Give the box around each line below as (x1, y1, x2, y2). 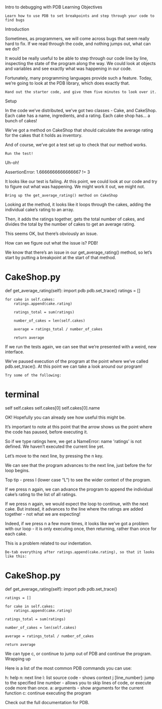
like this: (5, 554, 27, 559)
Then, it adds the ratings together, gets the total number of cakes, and (5, 216, 145, 222)
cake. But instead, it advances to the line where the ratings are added (5, 506, 144, 511)
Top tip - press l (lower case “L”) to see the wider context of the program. (5, 477, 151, 482)
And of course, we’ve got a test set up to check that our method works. (5, 142, 147, 148)
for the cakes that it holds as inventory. (5, 132, 83, 138)
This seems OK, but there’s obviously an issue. (5, 231, 98, 236)
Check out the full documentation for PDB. (5, 699, 89, 705)
